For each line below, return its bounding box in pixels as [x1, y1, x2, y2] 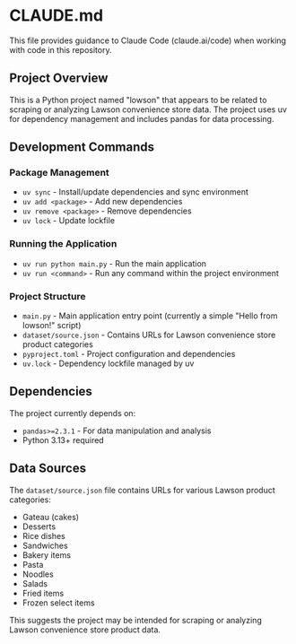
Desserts [22, 521, 57, 532]
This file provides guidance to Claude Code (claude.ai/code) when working [9, 35, 287, 46]
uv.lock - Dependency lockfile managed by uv [22, 358, 195, 369]
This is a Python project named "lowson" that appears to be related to [9, 94, 267, 105]
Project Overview [9, 71, 109, 86]
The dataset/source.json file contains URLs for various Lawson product [9, 484, 275, 495]
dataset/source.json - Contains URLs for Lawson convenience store [22, 329, 276, 341]
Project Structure [9, 290, 86, 302]
